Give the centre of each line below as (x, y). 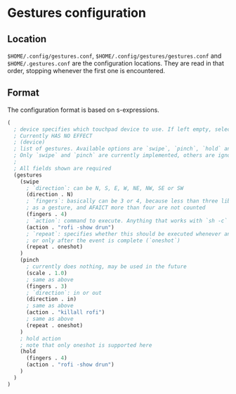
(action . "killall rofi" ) (65, 312)
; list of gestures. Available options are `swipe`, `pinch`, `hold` (117, 149)
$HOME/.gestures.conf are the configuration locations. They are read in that (116, 63)
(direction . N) (50, 195)
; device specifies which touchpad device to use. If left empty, (113, 129)
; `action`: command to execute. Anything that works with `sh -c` (127, 221)
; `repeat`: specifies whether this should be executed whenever (123, 234)
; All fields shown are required (63, 168)
